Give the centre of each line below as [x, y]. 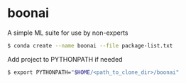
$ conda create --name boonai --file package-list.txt [90, 45]
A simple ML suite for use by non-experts [68, 33]
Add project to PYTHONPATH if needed [65, 59]
